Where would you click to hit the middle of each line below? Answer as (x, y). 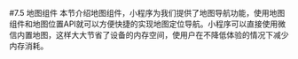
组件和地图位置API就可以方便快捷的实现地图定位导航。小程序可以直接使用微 (148, 24)
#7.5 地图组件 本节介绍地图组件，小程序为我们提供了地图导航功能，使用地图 (147, 13)
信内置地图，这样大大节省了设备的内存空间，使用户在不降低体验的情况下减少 (149, 35)
